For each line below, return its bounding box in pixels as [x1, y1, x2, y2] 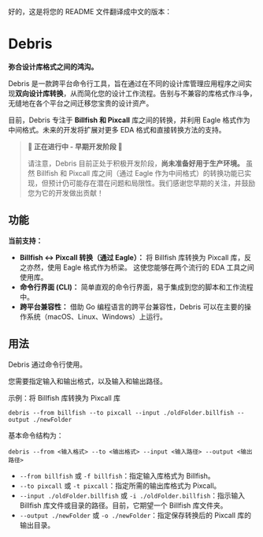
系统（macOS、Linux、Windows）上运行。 [26, 311, 168, 321]
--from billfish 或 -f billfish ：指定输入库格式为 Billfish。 [19, 471, 215, 480]
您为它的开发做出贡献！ [27, 188, 104, 197]
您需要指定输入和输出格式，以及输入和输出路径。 [8, 376, 167, 386]
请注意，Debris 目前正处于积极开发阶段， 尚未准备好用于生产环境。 [27, 158, 244, 168]
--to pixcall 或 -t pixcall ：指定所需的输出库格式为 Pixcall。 [19, 480, 221, 490]
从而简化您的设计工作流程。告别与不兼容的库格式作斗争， [69, 88, 257, 98]
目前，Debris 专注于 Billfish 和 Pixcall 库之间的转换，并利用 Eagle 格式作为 [8, 115, 250, 125]
